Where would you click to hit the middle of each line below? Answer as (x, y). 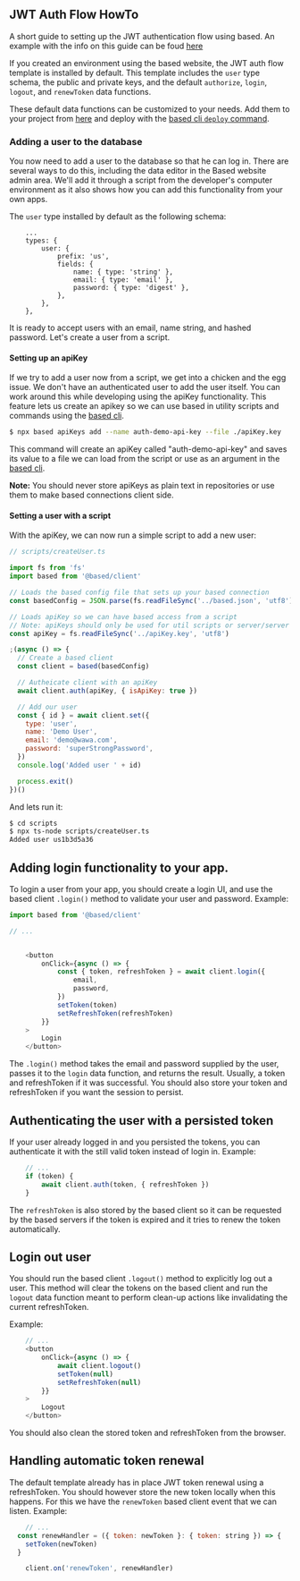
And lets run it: (36, 807)
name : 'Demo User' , (62, 732)
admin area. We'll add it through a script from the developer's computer (141, 180)
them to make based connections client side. (92, 495)
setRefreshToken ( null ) (99, 1382)
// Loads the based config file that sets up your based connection (139, 593)
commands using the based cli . (67, 416)
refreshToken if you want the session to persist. (97, 1092)
